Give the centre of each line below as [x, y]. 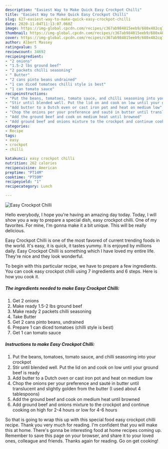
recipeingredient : [24, 56]
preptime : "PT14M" [24, 172]
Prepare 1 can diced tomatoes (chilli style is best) [63, 327]
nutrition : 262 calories [31, 163]
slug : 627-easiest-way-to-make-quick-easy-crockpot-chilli [68, 19]
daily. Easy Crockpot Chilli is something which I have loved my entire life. [80, 251]
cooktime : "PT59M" [24, 177]
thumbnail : [16, 33]
